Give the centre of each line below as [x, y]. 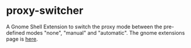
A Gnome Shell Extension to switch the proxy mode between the [84, 27]
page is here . [22, 39]
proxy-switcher [45, 11]
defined [16, 32]
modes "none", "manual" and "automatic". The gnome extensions [106, 32]
